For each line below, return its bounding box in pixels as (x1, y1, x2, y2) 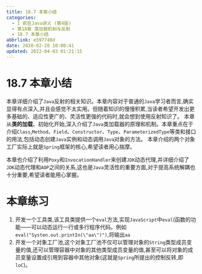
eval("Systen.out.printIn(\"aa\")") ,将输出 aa (15, 231, 131, 238)
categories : (6, 15, 36, 21)
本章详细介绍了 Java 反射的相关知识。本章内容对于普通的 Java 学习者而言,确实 (6, 98, 194, 105)
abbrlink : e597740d (6, 37, 56, 43)
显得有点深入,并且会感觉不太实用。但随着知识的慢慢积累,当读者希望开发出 (6, 105, 190, 112)
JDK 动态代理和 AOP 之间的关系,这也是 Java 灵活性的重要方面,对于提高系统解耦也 (6, 163, 195, 170)
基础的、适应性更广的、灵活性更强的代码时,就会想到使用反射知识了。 (11, 113, 183, 120)
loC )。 (15, 261, 31, 269)
